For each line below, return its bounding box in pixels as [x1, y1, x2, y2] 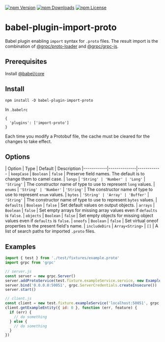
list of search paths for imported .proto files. [5, 228, 96, 234]
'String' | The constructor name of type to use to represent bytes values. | [5, 197, 157, 203]
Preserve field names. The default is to [66, 171, 145, 177]
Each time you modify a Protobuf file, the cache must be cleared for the [5, 133, 150, 139]
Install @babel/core [5, 70, 45, 76]
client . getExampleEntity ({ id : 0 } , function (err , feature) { [5, 305, 137, 311]
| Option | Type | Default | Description [5, 166, 81, 171]
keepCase [10, 172, 29, 177]
